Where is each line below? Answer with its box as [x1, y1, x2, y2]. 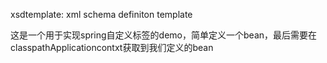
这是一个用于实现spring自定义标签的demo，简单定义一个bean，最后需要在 [10, 29, 318, 41]
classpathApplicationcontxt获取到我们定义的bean [10, 42, 214, 53]
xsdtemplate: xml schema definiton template [10, 9, 193, 20]
